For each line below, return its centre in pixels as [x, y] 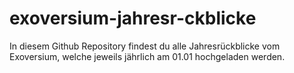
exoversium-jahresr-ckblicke [133, 18]
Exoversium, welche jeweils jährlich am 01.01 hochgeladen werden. [147, 56]
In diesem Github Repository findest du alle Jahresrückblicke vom [145, 46]
